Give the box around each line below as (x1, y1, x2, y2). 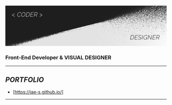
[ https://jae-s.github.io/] (12, 89, 64, 95)
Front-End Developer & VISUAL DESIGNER (5, 54, 112, 61)
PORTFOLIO (5, 75, 45, 84)
